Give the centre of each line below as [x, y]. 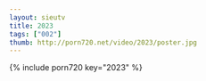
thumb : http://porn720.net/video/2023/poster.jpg [103, 42]
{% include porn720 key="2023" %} [76, 68]
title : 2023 [31, 26]
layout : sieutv [37, 17]
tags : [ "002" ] [36, 34]
